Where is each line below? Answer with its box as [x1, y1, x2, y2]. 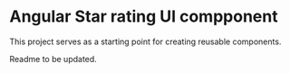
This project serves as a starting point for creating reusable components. [9, 36, 282, 47]
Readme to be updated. [9, 53, 97, 64]
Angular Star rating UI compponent [9, 6, 278, 27]
